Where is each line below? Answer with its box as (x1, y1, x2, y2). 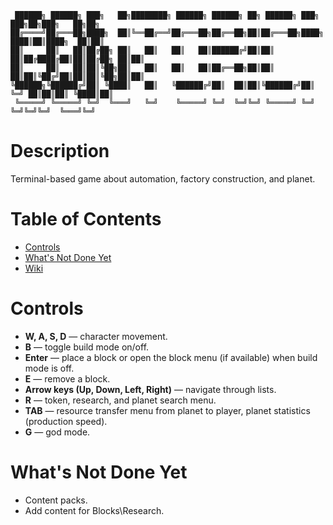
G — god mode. (24, 426, 91, 438)
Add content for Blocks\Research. (24, 504, 165, 516)
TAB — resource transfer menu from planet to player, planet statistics (24, 404, 311, 416)
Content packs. (24, 494, 88, 506)
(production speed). (24, 415, 108, 427)
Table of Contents (10, 208, 162, 231)
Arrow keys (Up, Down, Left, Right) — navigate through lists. (24, 383, 277, 395)
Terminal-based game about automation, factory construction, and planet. (10, 172, 316, 185)
